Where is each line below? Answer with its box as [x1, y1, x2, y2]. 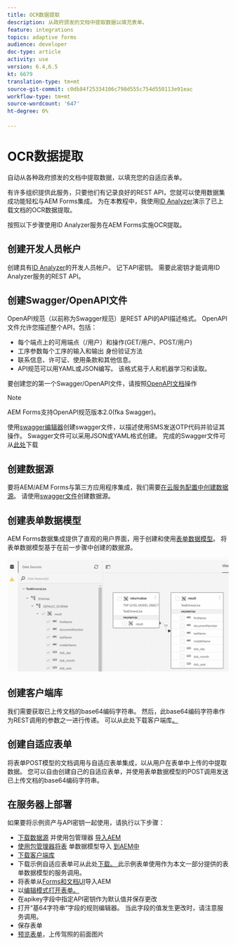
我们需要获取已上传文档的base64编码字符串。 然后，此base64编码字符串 [7, 707, 219, 715]
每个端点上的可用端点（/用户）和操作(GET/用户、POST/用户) [17, 338, 193, 347]
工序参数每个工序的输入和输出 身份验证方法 [17, 347, 143, 355]
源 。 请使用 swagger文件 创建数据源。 [7, 492, 114, 501]
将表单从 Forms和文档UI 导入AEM [17, 877, 111, 886]
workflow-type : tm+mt [7, 93, 71, 100]
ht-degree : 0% [7, 108, 49, 115]
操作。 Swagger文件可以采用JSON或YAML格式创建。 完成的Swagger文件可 [7, 432, 226, 440]
